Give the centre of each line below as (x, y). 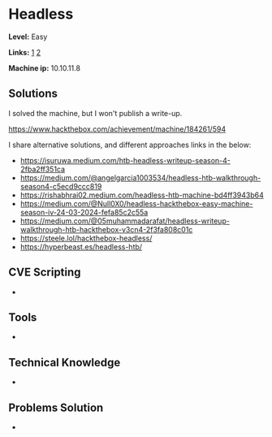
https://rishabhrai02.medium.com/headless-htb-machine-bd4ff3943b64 (142, 195)
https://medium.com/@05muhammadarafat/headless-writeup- (125, 221)
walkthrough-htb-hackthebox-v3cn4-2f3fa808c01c (106, 229)
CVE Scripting (45, 273)
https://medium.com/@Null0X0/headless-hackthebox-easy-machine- (136, 203)
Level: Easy (28, 37)
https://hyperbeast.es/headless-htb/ (81, 247)
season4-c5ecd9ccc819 (61, 186)
